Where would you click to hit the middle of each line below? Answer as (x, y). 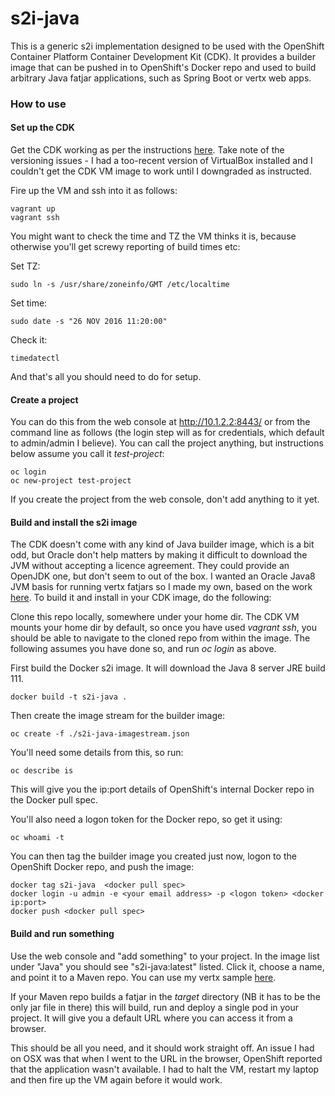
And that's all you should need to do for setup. (106, 377)
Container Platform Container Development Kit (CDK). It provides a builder (163, 56)
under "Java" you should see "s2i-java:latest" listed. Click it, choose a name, (167, 966)
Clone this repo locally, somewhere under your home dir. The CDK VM (155, 617)
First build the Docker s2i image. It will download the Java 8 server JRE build (168, 668)
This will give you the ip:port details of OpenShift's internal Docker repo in (162, 789)
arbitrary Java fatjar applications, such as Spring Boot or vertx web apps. (161, 78)
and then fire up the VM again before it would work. (116, 1079)
